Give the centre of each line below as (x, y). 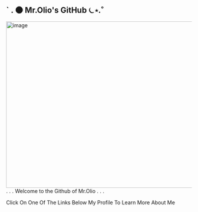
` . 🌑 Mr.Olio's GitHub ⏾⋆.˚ (55, 10)
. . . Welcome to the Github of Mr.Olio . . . (55, 191)
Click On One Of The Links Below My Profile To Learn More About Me (91, 202)
